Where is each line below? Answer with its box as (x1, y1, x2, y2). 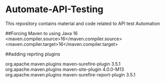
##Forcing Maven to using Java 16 (5, 30, 78, 36)
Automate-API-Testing (5, 4, 104, 15)
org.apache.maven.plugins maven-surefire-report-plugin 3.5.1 (5, 71, 136, 77)
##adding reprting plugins (5, 51, 60, 57)
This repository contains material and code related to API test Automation (5, 20, 160, 26)
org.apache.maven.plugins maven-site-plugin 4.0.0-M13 (5, 66, 125, 72)
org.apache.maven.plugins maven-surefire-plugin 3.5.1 (5, 61, 121, 67)
